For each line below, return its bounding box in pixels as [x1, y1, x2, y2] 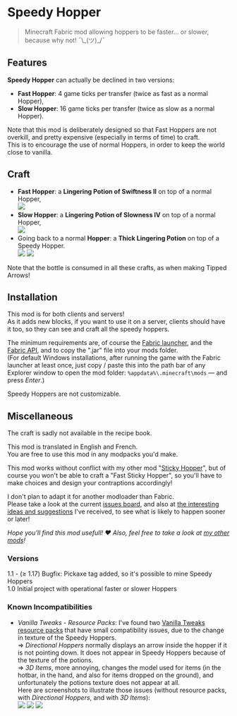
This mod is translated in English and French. [7, 442, 138, 451]
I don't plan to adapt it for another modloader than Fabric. [7, 492, 174, 501]
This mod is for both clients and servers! [7, 310, 125, 318]
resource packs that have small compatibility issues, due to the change [17, 626, 224, 634]
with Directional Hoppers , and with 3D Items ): [17, 693, 150, 702]
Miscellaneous [7, 410, 73, 422]
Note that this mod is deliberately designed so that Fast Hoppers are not [7, 125, 217, 134]
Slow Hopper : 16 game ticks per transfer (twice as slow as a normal [17, 104, 215, 113]
